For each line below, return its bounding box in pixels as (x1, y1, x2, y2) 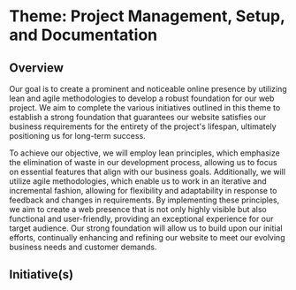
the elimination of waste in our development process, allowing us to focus (9, 157, 277, 167)
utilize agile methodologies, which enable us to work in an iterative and (9, 176, 267, 187)
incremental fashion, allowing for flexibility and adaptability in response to (9, 186, 277, 195)
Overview (9, 60, 65, 75)
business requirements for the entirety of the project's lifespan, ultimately (9, 121, 277, 132)
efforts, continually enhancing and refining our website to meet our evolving (9, 233, 285, 242)
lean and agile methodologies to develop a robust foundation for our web (9, 93, 275, 103)
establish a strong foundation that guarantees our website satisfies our (9, 112, 267, 122)
